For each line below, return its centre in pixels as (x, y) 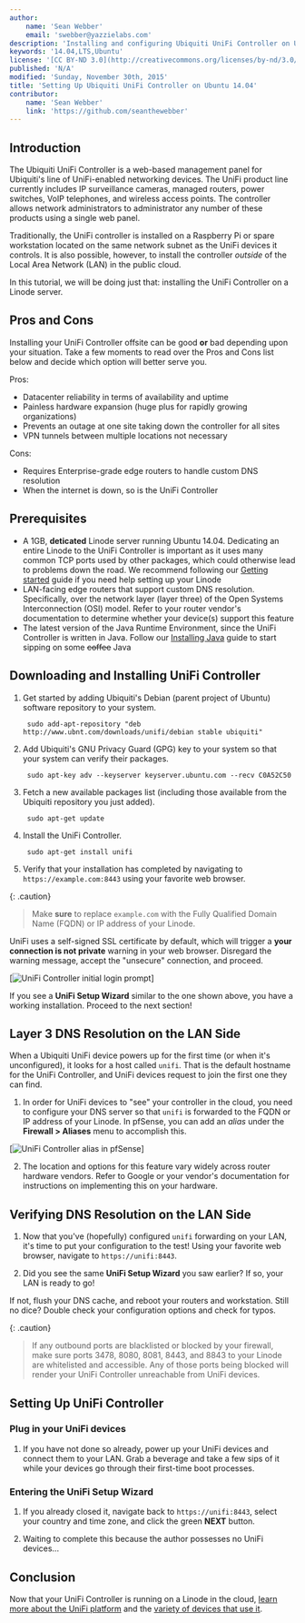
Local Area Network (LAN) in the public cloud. (95, 265)
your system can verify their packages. (96, 758)
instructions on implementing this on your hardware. (120, 1186)
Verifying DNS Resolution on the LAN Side (130, 1214)
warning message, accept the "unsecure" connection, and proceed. (136, 960)
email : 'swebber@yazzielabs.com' (89, 35)
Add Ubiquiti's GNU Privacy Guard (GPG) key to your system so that (149, 749)
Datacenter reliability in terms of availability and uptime (125, 397)
